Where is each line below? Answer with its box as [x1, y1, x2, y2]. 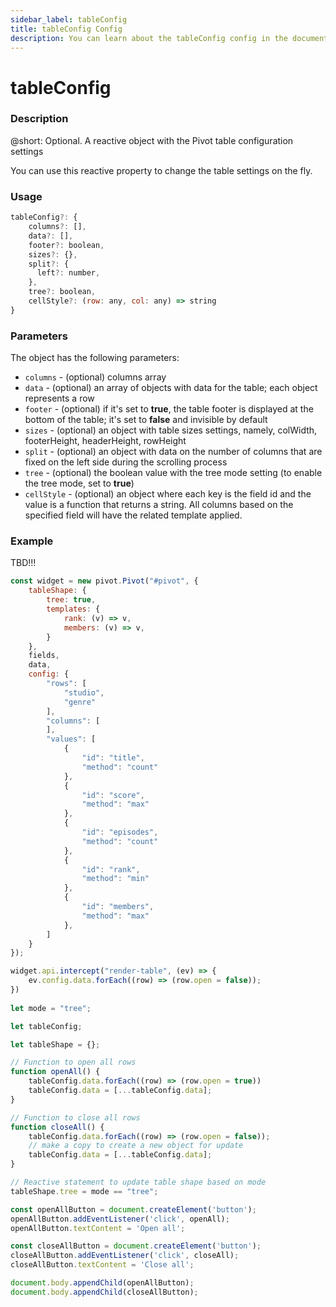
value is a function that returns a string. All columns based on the [24, 499, 294, 511]
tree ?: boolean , [28, 287, 97, 297]
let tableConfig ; [10, 1021, 83, 1031]
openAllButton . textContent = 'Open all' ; [10, 1223, 186, 1233]
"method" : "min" [81, 874, 150, 884]
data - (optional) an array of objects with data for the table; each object [24, 382, 318, 394]
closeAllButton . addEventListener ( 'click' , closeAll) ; [10, 1251, 240, 1261]
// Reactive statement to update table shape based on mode [10, 1177, 267, 1187]
